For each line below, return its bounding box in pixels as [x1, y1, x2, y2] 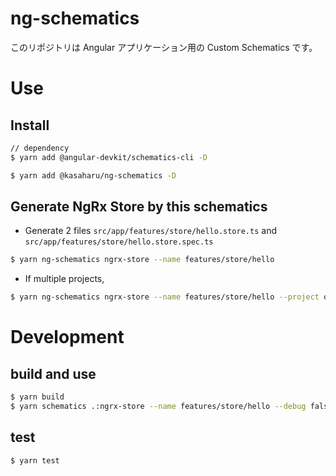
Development [10, 326, 125, 349]
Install [10, 117, 50, 134]
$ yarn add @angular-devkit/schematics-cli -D [10, 152, 208, 162]
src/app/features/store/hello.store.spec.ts [24, 237, 214, 247]
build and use [10, 365, 97, 382]
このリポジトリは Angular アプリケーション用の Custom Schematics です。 [10, 41, 318, 53]
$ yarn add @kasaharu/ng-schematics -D [10, 170, 177, 181]
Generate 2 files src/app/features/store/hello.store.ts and [24, 225, 277, 237]
